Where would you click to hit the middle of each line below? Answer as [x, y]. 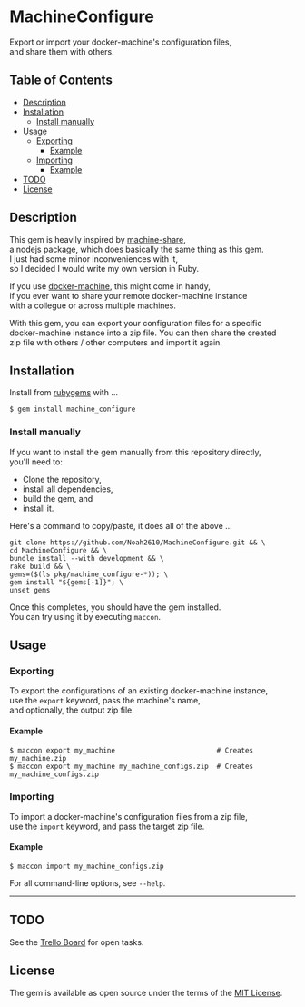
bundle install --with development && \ [87, 558]
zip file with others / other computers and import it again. [116, 342]
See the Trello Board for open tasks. [77, 942]
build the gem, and [58, 498]
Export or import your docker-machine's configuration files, [121, 42]
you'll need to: [36, 462]
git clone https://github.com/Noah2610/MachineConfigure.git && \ [138, 543]
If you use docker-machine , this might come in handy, [110, 286]
